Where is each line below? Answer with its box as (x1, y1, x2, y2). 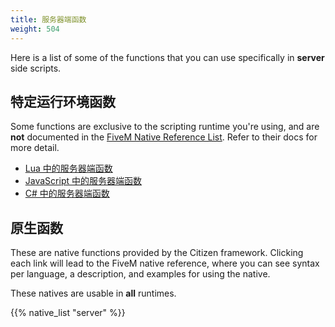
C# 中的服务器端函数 (24, 187, 110, 200)
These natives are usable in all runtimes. (10, 287, 177, 300)
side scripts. (10, 62, 62, 74)
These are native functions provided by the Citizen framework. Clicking (10, 247, 304, 259)
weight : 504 (10, 24, 60, 34)
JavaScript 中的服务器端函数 (24, 175, 142, 187)
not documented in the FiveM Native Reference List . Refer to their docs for (10, 131, 318, 143)
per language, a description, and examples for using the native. (10, 268, 271, 280)
